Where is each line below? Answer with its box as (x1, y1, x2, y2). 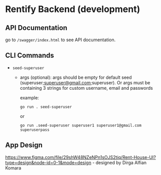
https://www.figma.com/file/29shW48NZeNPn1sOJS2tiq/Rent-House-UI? (5, 154, 156, 160)
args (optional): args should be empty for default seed (20, 74, 132, 80)
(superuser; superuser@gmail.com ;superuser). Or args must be (20, 79, 150, 86)
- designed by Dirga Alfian (92, 159, 147, 165)
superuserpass (20, 127, 50, 132)
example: (20, 94, 39, 101)
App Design (5, 141, 43, 149)
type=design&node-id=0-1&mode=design (5, 159, 92, 165)
